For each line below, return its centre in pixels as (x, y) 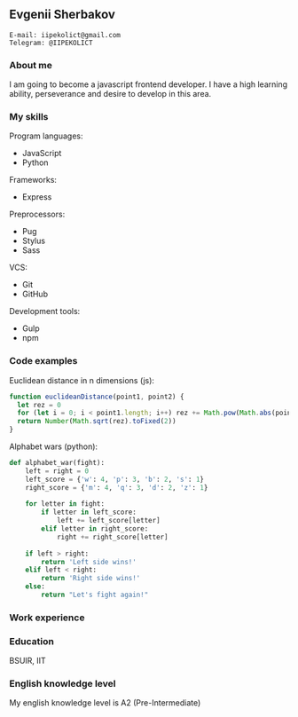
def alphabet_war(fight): (57, 463)
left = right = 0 (57, 471)
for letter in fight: (65, 504)
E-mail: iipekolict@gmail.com (65, 35)
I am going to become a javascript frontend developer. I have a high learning (149, 84)
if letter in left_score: (89, 512)
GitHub (35, 294)
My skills (29, 117)
